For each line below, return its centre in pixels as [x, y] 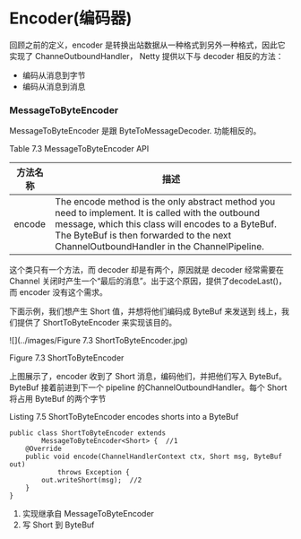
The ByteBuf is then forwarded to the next [143, 236]
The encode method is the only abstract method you [165, 202]
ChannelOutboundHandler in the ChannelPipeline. [159, 247]
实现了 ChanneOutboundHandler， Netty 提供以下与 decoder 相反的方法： [146, 56]
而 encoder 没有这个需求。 [58, 292]
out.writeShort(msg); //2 [92, 481]
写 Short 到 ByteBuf [58, 525]
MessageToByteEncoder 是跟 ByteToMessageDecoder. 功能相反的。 [135, 131]
